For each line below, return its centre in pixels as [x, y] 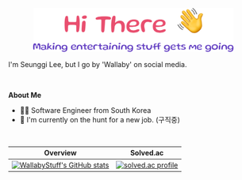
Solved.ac [147, 153]
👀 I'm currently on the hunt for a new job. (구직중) [100, 119]
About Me [25, 95]
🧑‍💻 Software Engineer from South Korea [85, 110]
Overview [60, 153]
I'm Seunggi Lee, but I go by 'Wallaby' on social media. [98, 64]
